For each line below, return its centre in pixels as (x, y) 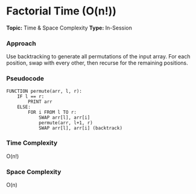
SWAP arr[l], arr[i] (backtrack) (80, 128)
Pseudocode (25, 78)
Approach (21, 43)
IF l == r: (31, 96)
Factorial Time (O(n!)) (61, 11)
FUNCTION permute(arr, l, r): (44, 91)
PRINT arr (40, 102)
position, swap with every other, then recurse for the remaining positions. (97, 63)
